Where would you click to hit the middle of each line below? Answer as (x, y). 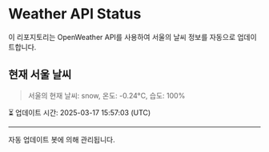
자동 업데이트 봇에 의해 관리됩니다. (62, 139)
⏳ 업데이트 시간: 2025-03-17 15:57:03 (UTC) (80, 112)
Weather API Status (75, 14)
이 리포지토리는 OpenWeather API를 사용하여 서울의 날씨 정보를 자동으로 (122, 37)
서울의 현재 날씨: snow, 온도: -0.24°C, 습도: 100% (106, 95)
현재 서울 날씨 (40, 75)
